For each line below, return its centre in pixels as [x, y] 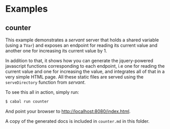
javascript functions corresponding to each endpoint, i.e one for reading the [85, 66]
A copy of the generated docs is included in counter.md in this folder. [77, 121]
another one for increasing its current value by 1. [56, 51]
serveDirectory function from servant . [45, 82]
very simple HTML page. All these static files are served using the [75, 77]
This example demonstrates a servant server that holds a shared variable [82, 40]
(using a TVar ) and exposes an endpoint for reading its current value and [81, 45]
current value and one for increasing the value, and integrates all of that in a [85, 71]
